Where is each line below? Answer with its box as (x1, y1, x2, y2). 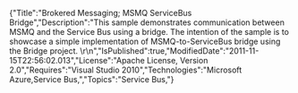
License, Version (146, 55, 209, 65)
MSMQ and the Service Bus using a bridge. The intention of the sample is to (9, 27, 289, 37)
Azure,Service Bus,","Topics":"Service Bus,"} (9, 74, 175, 84)
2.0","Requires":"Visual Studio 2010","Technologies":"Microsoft (9, 64, 243, 75)
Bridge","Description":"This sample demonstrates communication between (9, 17, 285, 28)
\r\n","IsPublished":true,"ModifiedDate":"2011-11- (80, 46, 260, 56)
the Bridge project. (9, 46, 79, 56)
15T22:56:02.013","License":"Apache (9, 55, 145, 65)
